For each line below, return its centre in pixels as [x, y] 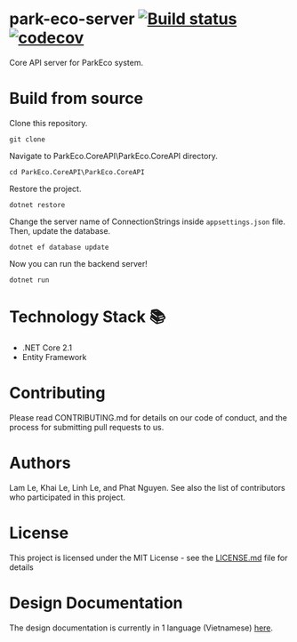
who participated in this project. [68, 497]
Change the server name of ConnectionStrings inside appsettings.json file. [148, 221]
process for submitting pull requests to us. [87, 427]
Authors [40, 463]
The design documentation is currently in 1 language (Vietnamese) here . [141, 628]
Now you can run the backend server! [79, 263]
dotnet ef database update [59, 247]
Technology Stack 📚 [88, 317]
